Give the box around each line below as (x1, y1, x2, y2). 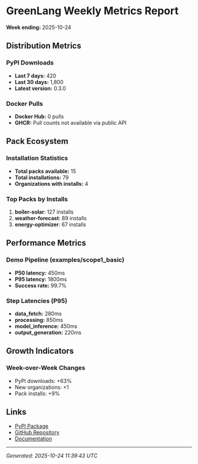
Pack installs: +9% (14, 389, 60, 397)
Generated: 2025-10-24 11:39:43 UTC (6, 452, 98, 459)
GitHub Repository (14, 429, 60, 436)
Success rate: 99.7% (14, 282, 67, 289)
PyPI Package (14, 423, 49, 430)
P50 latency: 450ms (14, 269, 65, 276)
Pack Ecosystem (6, 136, 69, 146)
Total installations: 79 (14, 173, 69, 181)
